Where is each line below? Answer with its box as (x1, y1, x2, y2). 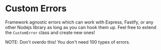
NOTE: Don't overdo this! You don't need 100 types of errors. (5, 39, 131, 45)
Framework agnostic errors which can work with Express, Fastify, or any (5, 19, 154, 25)
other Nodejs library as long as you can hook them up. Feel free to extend (5, 24, 157, 30)
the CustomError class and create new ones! (5, 29, 95, 35)
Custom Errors (5, 3, 67, 14)
